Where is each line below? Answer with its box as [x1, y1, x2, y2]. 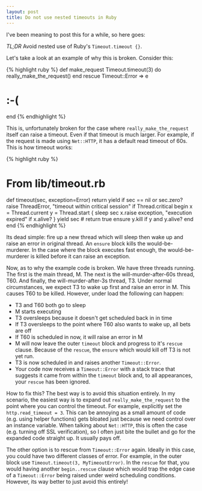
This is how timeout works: [6, 144, 73, 151]
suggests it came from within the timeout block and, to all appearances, [14, 372, 193, 379]
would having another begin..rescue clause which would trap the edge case [6, 465, 195, 472]
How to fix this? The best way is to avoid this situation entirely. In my [6, 390, 176, 397]
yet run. [14, 353, 34, 360]
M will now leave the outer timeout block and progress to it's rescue [14, 340, 183, 347]
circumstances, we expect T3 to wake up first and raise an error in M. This [6, 284, 191, 291]
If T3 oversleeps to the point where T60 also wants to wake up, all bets [14, 321, 191, 328]
